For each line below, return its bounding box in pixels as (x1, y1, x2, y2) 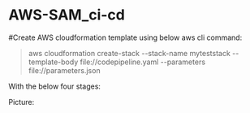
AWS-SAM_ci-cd (8, 6, 126, 24)
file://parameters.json (28, 65, 101, 75)
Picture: (8, 97, 35, 106)
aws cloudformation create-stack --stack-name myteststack (28, 48, 231, 58)
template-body (28, 57, 79, 67)
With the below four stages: (8, 81, 101, 91)
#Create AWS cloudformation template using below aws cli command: (8, 33, 243, 42)
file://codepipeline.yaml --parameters (80, 57, 205, 67)
